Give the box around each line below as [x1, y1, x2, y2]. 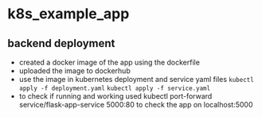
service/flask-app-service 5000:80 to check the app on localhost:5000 [18, 100, 253, 109]
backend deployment [7, 37, 115, 50]
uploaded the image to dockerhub [18, 66, 131, 76]
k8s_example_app [7, 5, 130, 23]
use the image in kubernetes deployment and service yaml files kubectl [18, 75, 254, 84]
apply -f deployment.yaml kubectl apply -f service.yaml [18, 84, 211, 92]
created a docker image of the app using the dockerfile [18, 57, 201, 67]
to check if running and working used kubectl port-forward [18, 92, 213, 100]
